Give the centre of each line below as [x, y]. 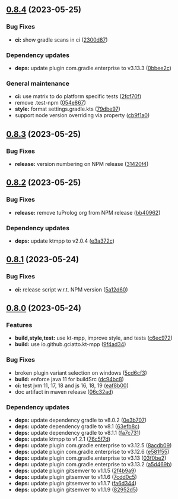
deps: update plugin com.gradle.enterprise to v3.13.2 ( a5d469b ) [93, 464]
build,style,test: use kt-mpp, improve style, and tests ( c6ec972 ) [94, 338]
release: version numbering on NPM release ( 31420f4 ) [82, 164]
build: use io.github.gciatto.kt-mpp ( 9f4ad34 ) [70, 344]
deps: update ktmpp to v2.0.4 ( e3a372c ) [64, 241]
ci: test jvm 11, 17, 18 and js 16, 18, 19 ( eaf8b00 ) [71, 385]
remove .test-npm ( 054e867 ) [50, 103]
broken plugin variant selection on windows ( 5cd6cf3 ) [81, 373]
